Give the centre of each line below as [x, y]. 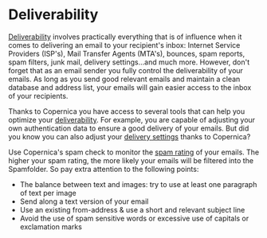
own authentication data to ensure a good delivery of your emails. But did [129, 128]
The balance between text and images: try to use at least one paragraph [138, 184]
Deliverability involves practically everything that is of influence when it [125, 37]
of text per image [48, 193]
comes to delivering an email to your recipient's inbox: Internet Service [124, 45]
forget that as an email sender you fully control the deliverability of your [126, 70]
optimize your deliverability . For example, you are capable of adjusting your [132, 119]
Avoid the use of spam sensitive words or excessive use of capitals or [134, 218]
